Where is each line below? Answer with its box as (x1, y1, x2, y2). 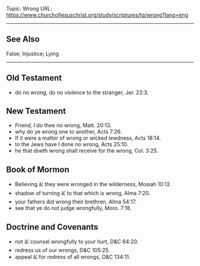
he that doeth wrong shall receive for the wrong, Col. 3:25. (14, 147, 158, 154)
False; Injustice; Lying (6, 50, 60, 57)
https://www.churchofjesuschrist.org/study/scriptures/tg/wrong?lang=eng (6, 11, 189, 18)
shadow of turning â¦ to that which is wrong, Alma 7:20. (14, 190, 151, 197)
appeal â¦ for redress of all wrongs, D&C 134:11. (14, 253, 131, 261)
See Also (6, 34, 40, 44)
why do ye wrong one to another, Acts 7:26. (14, 128, 122, 135)
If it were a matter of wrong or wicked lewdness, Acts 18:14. (14, 134, 161, 142)
